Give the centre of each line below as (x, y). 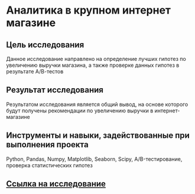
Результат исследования (55, 90)
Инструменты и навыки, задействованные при (98, 136)
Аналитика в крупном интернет (89, 10)
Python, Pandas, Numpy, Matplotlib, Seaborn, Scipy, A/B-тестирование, (94, 159)
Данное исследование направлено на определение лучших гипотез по (96, 59)
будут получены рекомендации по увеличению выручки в (80, 111)
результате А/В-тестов (35, 71)
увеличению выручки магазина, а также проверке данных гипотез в (93, 65)
